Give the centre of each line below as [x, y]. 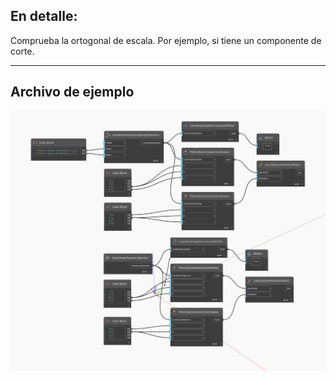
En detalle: [44, 16]
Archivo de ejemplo [72, 92]
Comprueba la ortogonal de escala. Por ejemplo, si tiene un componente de [166, 40]
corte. [22, 51]
